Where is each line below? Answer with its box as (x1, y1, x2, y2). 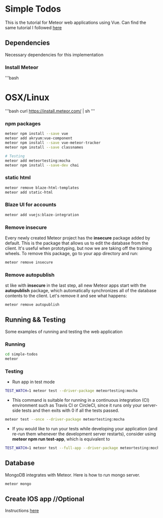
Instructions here (5, 508, 39, 514)
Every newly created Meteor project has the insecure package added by (5, 235, 150, 240)
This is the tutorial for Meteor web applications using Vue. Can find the (5, 19, 147, 25)
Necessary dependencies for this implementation (5, 52, 104, 57)
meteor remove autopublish (5, 302, 60, 307)
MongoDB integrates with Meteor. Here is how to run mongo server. (5, 472, 141, 478)
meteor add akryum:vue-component (5, 136, 73, 141)
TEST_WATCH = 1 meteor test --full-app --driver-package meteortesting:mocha (5, 445, 162, 450)
